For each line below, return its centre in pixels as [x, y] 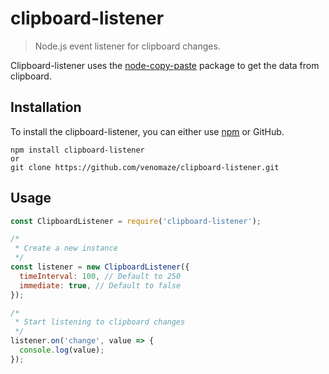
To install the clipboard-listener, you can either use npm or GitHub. [147, 131]
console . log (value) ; [62, 350]
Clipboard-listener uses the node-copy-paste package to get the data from [165, 65]
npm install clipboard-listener [77, 150]
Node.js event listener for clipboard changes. [127, 46]
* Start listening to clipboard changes [100, 322]
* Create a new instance [66, 248]
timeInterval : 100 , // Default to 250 [100, 276]
